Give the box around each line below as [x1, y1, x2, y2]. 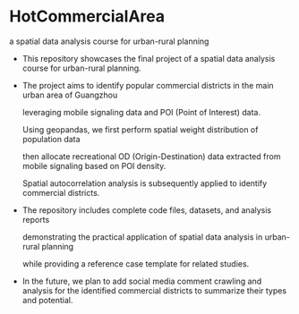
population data [21, 133, 81, 144]
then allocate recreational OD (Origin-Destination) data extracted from [21, 150, 281, 162]
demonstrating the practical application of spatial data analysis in [21, 231, 263, 242]
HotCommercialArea [9, 6, 166, 27]
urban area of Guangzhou [21, 89, 118, 100]
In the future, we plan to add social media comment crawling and [21, 276, 262, 286]
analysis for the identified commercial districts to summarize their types [21, 284, 287, 296]
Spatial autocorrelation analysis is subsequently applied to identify [21, 177, 268, 189]
